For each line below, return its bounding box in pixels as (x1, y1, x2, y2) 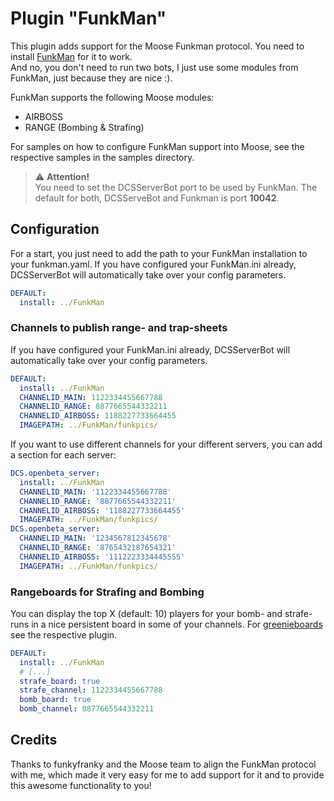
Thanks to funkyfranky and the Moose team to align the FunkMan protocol (10, 758, 317, 770)
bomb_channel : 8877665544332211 (19, 704, 155, 714)
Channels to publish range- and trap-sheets (10, 321, 228, 335)
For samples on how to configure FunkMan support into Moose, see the (10, 140, 305, 152)
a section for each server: (10, 449, 117, 461)
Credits (10, 732, 58, 749)
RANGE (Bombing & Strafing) (24, 121, 145, 133)
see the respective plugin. (10, 628, 118, 641)
